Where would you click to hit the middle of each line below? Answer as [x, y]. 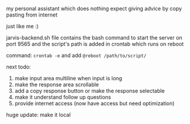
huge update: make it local [38, 115]
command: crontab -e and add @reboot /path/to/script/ [76, 55]
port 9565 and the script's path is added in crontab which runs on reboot [95, 44]
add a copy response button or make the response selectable [90, 91]
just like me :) [22, 26]
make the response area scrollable [57, 84]
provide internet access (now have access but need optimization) [94, 103]
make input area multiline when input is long [68, 78]
